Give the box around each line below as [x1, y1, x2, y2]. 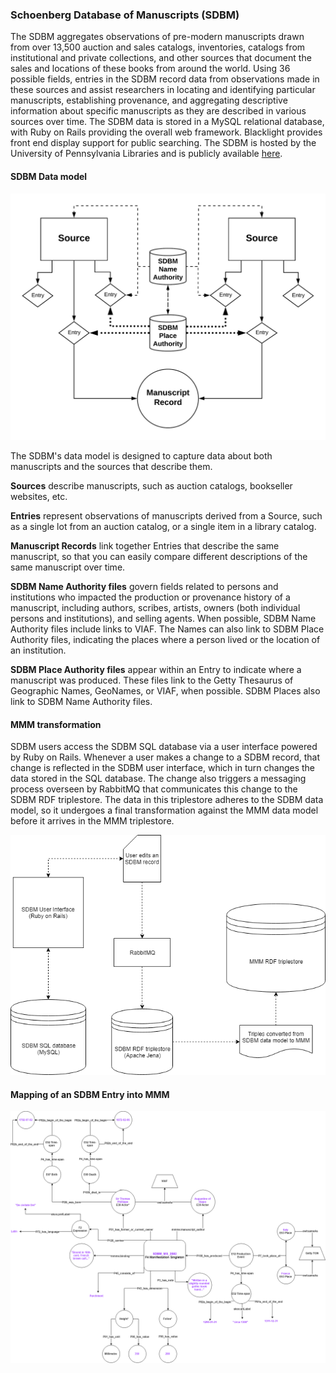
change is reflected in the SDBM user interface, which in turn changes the [10, 762, 315, 774]
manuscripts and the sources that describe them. [10, 461, 213, 473]
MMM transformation [10, 718, 102, 730]
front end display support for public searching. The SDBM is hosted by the [10, 137, 317, 149]
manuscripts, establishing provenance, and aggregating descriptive [10, 94, 288, 107]
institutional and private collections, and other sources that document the [10, 52, 312, 64]
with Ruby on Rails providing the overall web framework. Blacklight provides [10, 126, 323, 138]
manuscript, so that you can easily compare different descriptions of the [10, 551, 308, 563]
